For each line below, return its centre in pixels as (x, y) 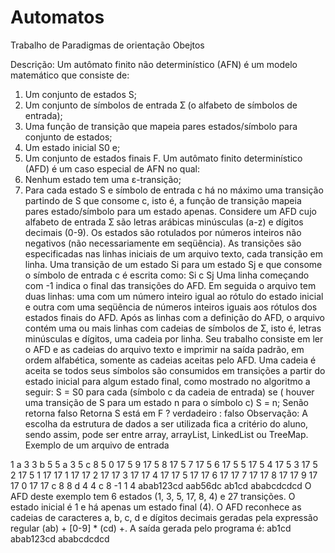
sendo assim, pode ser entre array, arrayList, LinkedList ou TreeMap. (166, 434)
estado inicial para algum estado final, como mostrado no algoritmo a (167, 381)
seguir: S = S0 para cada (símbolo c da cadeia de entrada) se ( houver (169, 392)
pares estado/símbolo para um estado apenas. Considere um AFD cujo (170, 211)
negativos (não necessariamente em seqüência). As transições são (163, 243)
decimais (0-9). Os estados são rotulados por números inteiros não (163, 232)
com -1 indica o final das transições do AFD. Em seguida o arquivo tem (170, 285)
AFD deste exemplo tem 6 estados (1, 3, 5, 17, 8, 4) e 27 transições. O (153, 496)
